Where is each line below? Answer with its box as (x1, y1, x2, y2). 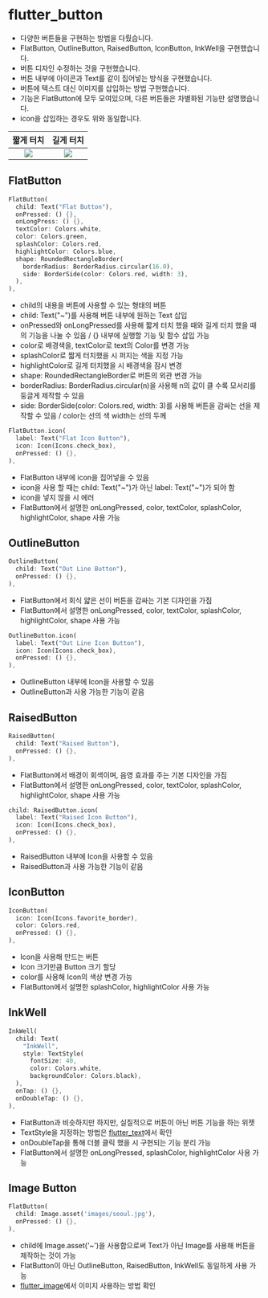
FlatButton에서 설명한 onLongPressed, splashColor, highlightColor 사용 (19, 1147, 251, 1157)
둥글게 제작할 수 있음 (19, 391, 85, 401)
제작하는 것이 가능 (19, 1251, 76, 1260)
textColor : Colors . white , (15, 225, 103, 234)
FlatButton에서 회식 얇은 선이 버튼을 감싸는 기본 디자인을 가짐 (19, 595, 213, 605)
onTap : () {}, (15, 1087, 63, 1095)
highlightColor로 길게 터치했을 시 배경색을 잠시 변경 (19, 361, 182, 370)
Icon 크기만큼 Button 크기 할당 (19, 962, 116, 972)
